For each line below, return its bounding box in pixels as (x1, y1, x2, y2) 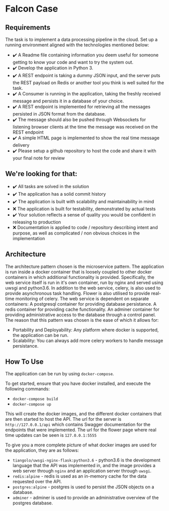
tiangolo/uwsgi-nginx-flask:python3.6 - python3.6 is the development (12, 457, 160, 463)
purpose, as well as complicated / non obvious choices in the (12, 230, 140, 236)
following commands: (5, 386, 50, 392)
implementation (12, 235, 45, 241)
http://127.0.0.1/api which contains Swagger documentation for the (5, 422, 150, 428)
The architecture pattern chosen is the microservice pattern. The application (5, 263, 164, 269)
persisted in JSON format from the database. (12, 111, 106, 117)
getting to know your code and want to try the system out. (12, 59, 134, 65)
